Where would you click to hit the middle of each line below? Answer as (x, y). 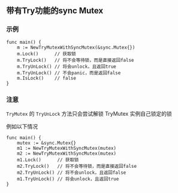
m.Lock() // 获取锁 (47, 54)
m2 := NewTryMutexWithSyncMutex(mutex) (67, 153)
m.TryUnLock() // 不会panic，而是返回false (69, 73)
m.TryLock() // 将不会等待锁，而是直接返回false (76, 60)
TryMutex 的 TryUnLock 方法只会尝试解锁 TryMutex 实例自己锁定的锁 (89, 113)
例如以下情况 (22, 126)
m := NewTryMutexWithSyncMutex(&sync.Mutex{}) (76, 47)
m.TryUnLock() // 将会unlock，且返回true (67, 67)
